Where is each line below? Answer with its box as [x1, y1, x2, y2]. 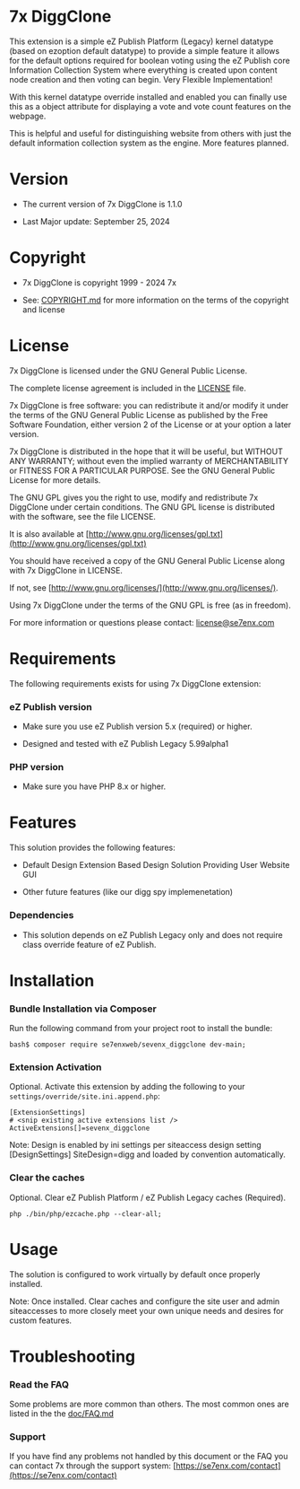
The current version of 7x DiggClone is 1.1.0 [21, 198, 183, 209]
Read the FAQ [9, 1378, 70, 1390]
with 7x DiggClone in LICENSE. [9, 565, 124, 575]
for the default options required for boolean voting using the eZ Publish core [9, 55, 291, 66]
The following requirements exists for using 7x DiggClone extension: [9, 678, 261, 688]
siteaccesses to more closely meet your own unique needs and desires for [9, 1305, 284, 1316]
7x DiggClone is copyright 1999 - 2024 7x [21, 276, 177, 288]
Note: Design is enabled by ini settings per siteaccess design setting [9, 1140, 261, 1151]
